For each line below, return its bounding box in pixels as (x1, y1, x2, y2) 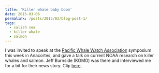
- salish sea (9, 25, 36, 30)
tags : (5, 20, 16, 26)
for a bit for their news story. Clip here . (5, 62, 82, 68)
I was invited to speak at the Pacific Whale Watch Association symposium (5, 47, 152, 53)
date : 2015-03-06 (5, 12, 40, 16)
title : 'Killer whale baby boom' (5, 7, 72, 12)
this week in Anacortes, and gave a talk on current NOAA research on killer (5, 52, 154, 58)
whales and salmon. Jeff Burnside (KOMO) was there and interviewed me (5, 58, 151, 63)
